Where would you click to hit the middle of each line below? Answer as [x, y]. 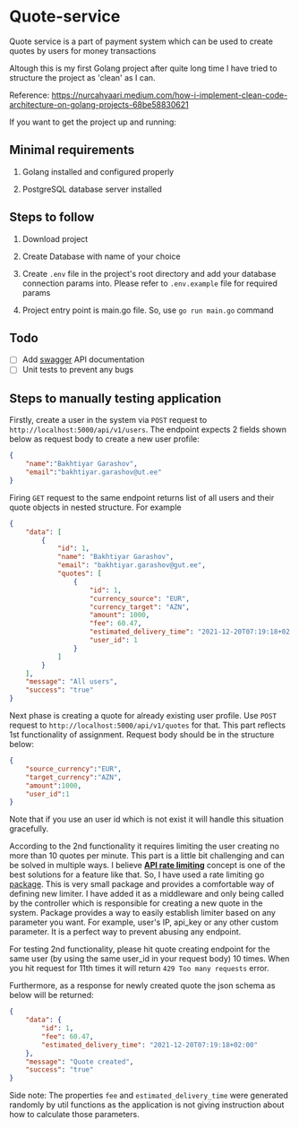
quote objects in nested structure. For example [95, 507]
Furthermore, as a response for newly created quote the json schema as [142, 986]
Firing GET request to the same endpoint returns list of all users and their [142, 497]
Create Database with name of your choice [101, 256]
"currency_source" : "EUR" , [140, 598]
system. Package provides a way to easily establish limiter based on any [142, 913]
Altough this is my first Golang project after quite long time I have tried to [143, 68]
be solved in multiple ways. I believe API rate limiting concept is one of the [147, 865]
